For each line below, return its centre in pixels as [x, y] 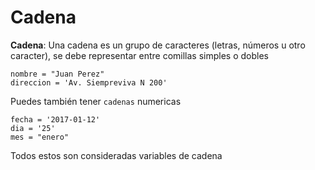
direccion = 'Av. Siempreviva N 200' [89, 82]
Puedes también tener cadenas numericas [96, 101]
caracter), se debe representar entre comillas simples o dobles [139, 55]
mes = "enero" [40, 137]
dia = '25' [33, 128]
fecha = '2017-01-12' [55, 119]
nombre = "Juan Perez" [57, 74]
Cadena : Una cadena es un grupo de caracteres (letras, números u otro [158, 45]
